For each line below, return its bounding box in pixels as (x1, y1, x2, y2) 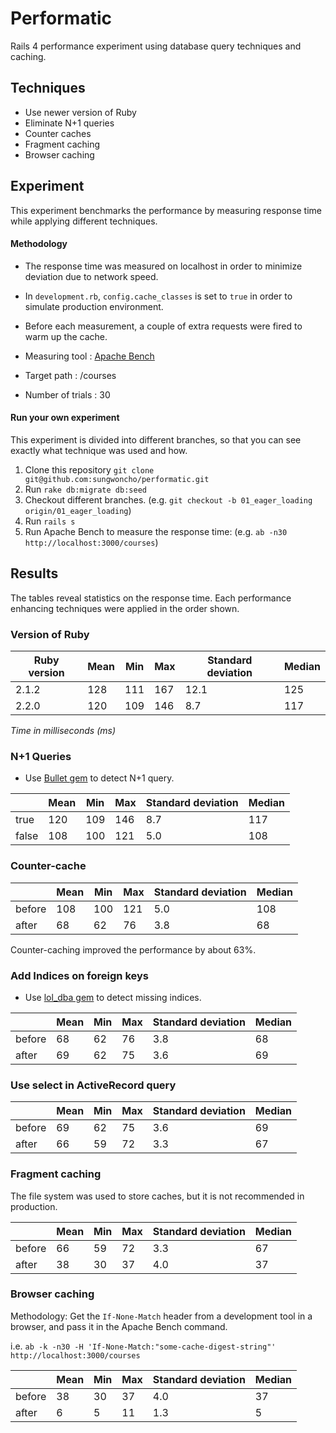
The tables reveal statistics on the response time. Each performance (10, 592, 292, 604)
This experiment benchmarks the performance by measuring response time (10, 204, 323, 216)
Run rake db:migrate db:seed (24, 483, 147, 495)
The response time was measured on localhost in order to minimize (24, 260, 303, 272)
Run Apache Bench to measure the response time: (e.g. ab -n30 (24, 525, 288, 537)
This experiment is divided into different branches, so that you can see (10, 433, 302, 446)
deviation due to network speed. (24, 270, 159, 282)
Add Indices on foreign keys (10, 968, 149, 982)
